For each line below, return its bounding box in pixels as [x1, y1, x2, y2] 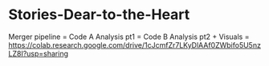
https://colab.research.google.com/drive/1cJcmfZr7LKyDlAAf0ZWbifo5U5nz [8, 40, 261, 49]
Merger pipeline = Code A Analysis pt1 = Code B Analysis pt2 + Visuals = [8, 32, 250, 41]
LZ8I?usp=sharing [8, 49, 68, 58]
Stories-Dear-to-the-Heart [8, 6, 190, 24]
